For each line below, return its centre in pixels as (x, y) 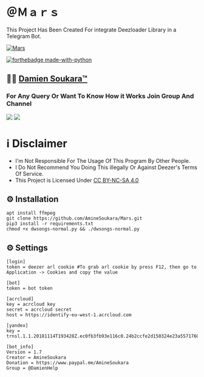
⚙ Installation (32, 199)
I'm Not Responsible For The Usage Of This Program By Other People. (103, 161)
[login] (16, 262)
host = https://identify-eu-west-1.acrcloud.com (69, 315)
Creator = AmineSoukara (36, 358)
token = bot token (29, 289)
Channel (19, 104)
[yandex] (17, 326)
